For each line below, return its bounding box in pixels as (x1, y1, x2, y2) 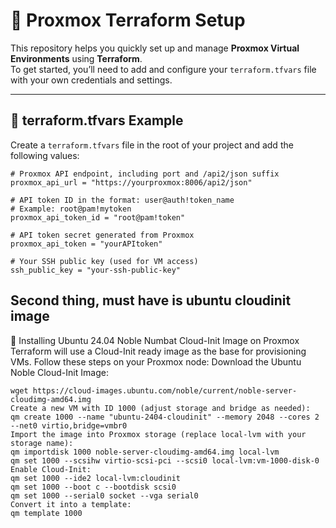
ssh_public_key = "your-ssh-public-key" (10, 265, 182, 275)
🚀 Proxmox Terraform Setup (10, 9, 246, 32)
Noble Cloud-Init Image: (10, 366, 109, 378)
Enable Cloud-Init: (10, 464, 92, 474)
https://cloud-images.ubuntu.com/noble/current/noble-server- (32, 385, 298, 396)
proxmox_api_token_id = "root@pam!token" (10, 212, 186, 223)
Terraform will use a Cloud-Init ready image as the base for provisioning (10, 345, 307, 357)
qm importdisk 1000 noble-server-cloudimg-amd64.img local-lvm (10, 447, 280, 457)
